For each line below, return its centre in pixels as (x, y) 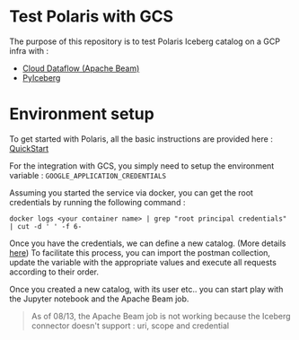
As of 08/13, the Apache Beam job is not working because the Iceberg (161, 316)
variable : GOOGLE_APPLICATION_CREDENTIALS (88, 175)
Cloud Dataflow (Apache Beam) (81, 68)
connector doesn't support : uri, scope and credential (130, 326)
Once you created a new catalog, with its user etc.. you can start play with (146, 289)
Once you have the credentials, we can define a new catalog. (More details (148, 243)
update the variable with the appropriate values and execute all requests (143, 262)
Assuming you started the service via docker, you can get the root (132, 192)
